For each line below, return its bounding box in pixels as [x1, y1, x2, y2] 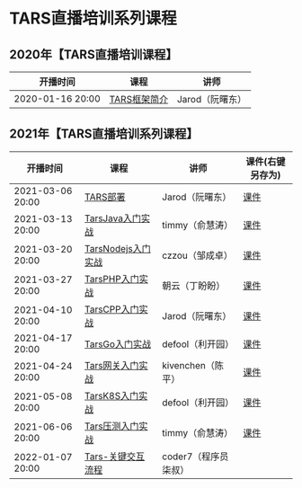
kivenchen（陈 [161, 359, 225, 371]
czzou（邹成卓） [161, 249, 234, 262]
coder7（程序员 [161, 450, 229, 463]
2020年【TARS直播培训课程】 [9, 47, 178, 62]
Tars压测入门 [84, 420, 139, 432]
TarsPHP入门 [84, 272, 139, 285]
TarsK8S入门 [84, 389, 139, 402]
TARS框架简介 [109, 93, 169, 105]
